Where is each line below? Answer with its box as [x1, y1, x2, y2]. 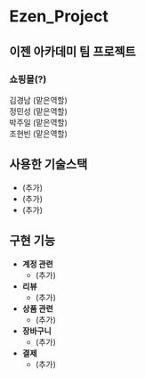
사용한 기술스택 [9, 157, 88, 172]
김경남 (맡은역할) [9, 94, 68, 105]
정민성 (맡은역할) [9, 105, 68, 117]
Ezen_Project [9, 6, 109, 27]
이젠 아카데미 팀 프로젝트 [9, 44, 136, 59]
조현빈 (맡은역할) [9, 127, 68, 139]
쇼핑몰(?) [9, 73, 47, 86]
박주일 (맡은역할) [9, 117, 68, 127]
